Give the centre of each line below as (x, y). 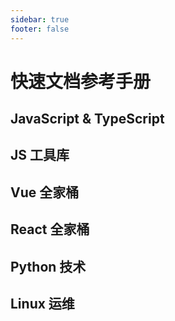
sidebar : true (40, 19)
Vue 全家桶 (45, 192)
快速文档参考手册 (81, 81)
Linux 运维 (42, 304)
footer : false (40, 29)
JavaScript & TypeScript (87, 119)
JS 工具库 (40, 155)
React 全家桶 (50, 229)
